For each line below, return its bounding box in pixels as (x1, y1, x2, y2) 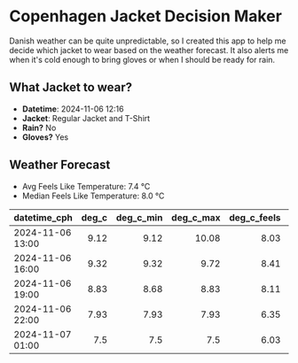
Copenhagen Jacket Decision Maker (9, 6, 282, 27)
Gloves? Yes (21, 131, 69, 143)
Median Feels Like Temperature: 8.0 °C (21, 190, 165, 201)
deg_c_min (115, 211, 163, 223)
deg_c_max (171, 211, 221, 223)
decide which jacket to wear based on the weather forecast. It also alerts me (9, 44, 289, 55)
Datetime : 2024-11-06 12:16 (21, 104, 124, 114)
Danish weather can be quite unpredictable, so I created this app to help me (9, 35, 286, 46)
